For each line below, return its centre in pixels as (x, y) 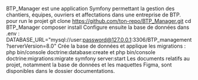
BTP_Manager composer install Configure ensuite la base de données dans (98, 27)
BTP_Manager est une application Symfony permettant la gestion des (90, 9)
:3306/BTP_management (161, 40)
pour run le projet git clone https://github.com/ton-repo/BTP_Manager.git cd (99, 21)
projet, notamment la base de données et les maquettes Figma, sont (89, 65)
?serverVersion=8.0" (31, 46)
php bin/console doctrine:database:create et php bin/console (81, 52)
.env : (13, 34)
